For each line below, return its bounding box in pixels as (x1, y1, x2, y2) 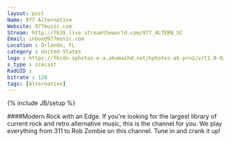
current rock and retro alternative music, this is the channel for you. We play (7, 119, 222, 128)
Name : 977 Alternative (7, 16, 72, 23)
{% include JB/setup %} (7, 99, 76, 107)
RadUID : (7, 67, 32, 74)
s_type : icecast (7, 61, 57, 68)
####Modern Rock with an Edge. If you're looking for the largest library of (7, 113, 217, 121)
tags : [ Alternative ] (7, 80, 67, 87)
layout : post (7, 10, 45, 17)
